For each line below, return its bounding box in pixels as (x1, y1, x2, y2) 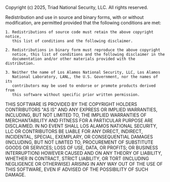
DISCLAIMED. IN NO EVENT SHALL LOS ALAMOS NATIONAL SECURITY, (5, 123, 158, 129)
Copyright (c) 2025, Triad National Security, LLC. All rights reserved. (5, 5, 149, 10)
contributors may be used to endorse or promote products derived (12, 83, 156, 88)
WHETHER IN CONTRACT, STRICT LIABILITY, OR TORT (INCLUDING (5, 155, 149, 162)
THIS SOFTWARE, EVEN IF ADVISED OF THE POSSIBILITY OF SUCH (5, 166, 149, 172)
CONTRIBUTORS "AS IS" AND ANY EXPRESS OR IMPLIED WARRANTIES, (5, 107, 158, 112)
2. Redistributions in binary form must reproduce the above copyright (5, 48, 160, 53)
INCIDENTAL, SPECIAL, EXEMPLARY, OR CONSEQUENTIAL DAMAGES (5, 134, 153, 140)
